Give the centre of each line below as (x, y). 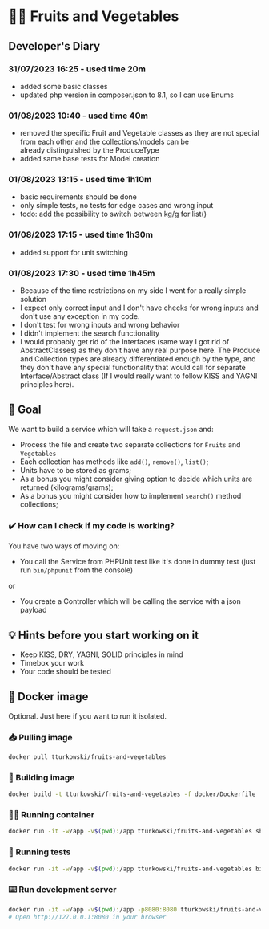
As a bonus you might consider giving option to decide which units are (136, 479)
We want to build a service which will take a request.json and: (111, 429)
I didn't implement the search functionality (90, 333)
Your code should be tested (66, 671)
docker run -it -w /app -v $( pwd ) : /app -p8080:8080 (93, 909)
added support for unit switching (74, 252)
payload (33, 610)
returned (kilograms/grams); (66, 487)
